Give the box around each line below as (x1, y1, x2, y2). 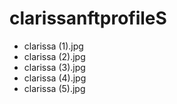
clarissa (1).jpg (23, 40, 84, 52)
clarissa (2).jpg (23, 50, 86, 62)
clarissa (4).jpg (23, 72, 87, 84)
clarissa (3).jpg (23, 61, 86, 73)
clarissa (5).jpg (23, 82, 86, 94)
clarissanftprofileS (9, 7, 167, 30)
